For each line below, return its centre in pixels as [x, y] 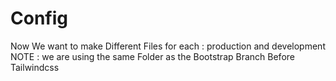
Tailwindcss [35, 67]
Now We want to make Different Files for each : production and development [168, 46]
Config [39, 18]
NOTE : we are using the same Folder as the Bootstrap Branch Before [152, 56]
